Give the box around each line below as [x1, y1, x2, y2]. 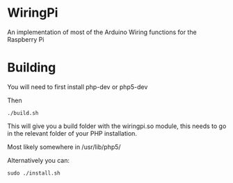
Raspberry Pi [7, 35, 45, 43]
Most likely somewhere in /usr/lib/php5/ [7, 143, 121, 151]
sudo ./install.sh [7, 169, 61, 177]
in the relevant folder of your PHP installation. [7, 129, 138, 137]
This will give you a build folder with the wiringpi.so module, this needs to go [7, 122, 227, 130]
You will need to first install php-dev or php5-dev [7, 82, 148, 91]
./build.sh [7, 109, 39, 116]
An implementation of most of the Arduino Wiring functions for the [7, 28, 197, 36]
